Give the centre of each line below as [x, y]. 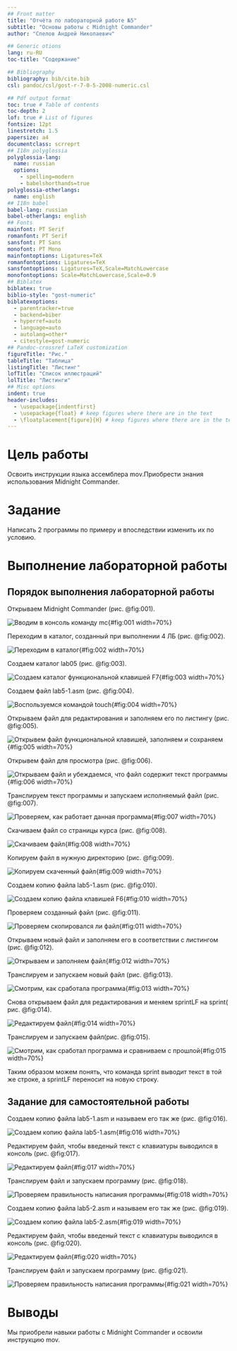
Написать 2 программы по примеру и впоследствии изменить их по [111, 530]
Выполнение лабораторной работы [117, 566]
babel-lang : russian [38, 210]
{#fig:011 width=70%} [150, 927]
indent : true [26, 393]
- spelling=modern [47, 177]
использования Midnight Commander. [63, 482]
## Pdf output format [39, 98]
